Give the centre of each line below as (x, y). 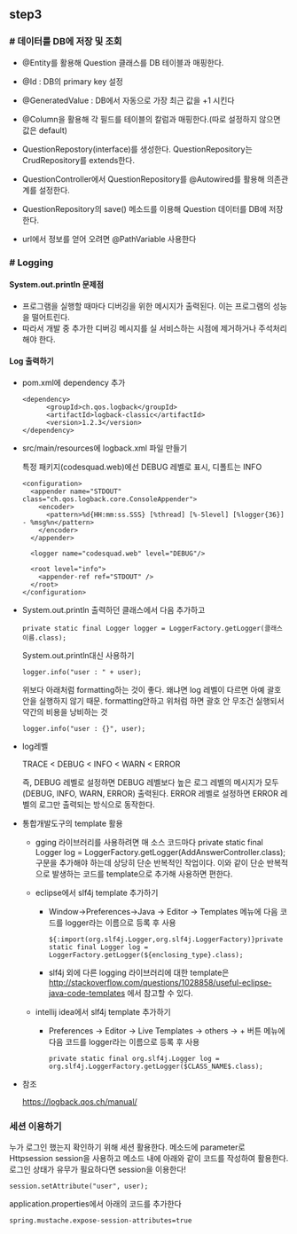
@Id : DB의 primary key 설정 (73, 81)
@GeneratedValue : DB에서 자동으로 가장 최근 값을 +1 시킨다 (128, 100)
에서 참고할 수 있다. (160, 994)
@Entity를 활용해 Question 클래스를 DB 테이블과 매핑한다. (123, 62)
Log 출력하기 (32, 361)
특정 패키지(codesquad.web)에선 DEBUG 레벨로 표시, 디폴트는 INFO (142, 467)
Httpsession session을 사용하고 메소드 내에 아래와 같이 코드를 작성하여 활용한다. (149, 1159)
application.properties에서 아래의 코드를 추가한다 (95, 1204)
